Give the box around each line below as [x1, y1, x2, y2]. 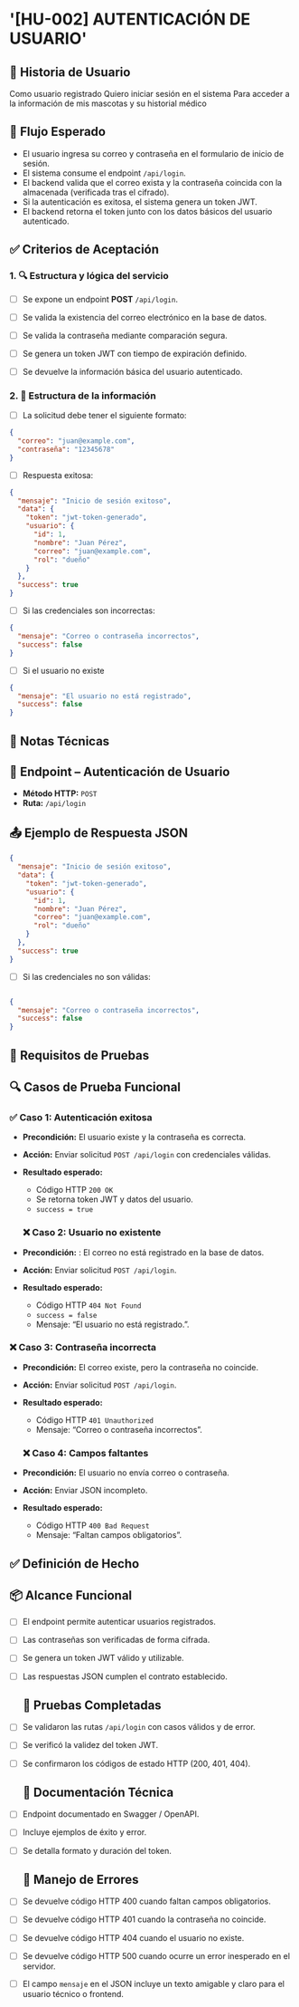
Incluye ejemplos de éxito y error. [22, 1827, 147, 1838]
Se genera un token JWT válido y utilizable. [22, 1653, 184, 1664]
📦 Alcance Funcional [9, 1588, 133, 1603]
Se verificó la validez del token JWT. [22, 1740, 159, 1751]
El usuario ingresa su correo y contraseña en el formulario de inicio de [22, 148, 285, 158]
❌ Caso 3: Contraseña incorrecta [9, 1341, 156, 1354]
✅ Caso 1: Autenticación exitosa [9, 1110, 153, 1123]
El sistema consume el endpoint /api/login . [22, 168, 187, 178]
